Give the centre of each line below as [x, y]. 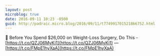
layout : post [19, 10]
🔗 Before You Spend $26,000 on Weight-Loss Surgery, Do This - [72, 38]
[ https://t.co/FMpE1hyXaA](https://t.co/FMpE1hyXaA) [59, 48]
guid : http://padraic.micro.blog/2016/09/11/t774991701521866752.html [80, 24]
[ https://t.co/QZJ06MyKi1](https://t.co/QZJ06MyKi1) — [62, 43]
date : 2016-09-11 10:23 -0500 [37, 19]
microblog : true [22, 14]
